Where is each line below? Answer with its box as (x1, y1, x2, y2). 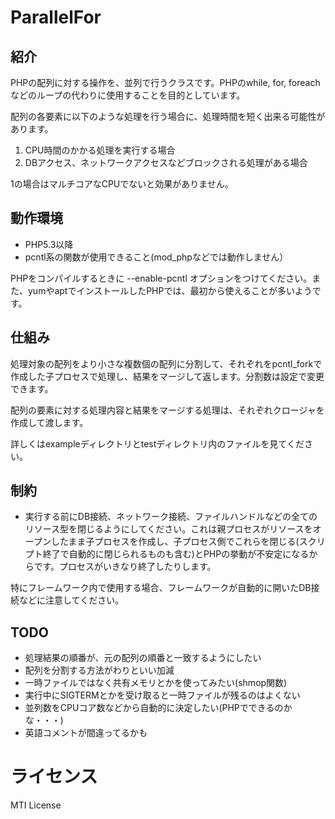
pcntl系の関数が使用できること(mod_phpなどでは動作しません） (24, 251, 289, 263)
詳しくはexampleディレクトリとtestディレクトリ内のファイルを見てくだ (10, 437, 305, 450)
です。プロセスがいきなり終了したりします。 (33, 561, 217, 573)
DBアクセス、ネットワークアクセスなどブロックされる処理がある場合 (24, 157, 308, 168)
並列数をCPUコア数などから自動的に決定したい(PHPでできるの (24, 702, 284, 714)
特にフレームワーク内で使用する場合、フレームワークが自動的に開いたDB (10, 582, 312, 594)
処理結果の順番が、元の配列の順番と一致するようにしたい (24, 652, 262, 664)
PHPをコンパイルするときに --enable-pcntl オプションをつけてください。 (10, 272, 313, 284)
